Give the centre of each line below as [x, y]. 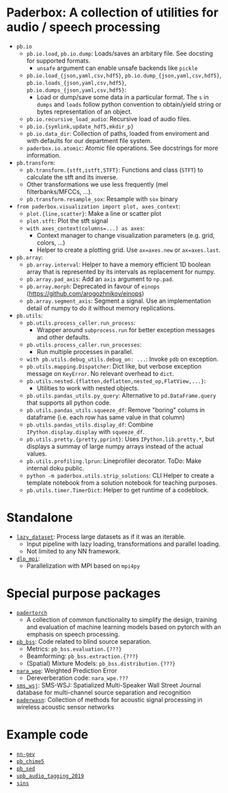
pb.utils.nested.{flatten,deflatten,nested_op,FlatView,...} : [116, 381]
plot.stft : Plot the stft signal [67, 221]
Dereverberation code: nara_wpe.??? [77, 678]
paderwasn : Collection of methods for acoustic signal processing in [109, 699]
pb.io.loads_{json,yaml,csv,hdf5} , [76, 82]
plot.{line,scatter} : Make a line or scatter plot [94, 213]
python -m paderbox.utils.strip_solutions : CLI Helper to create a [120, 475]
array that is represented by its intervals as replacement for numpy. [121, 271]
